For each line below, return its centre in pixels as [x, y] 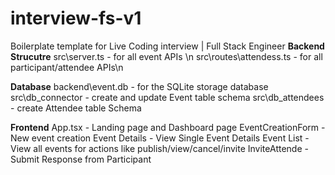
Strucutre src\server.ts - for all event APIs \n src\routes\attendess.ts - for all [166, 56]
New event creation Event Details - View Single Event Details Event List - [160, 138]
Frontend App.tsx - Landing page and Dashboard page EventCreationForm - [168, 127]
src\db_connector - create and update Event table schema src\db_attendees [167, 97]
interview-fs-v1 [76, 18]
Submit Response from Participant [81, 159]
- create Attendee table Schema [76, 108]
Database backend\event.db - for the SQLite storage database [139, 86]
